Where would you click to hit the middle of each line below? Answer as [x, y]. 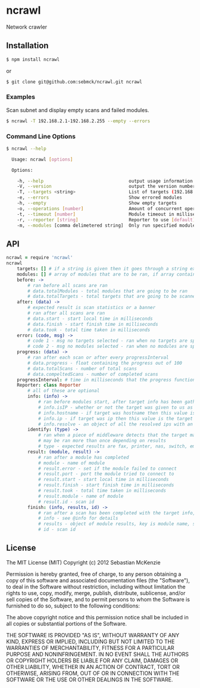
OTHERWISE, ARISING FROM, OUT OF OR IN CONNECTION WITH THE [93, 673]
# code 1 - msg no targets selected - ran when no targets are [107, 341]
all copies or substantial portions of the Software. [66, 624]
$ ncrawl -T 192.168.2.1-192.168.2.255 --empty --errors [78, 121]
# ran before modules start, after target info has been [110, 402]
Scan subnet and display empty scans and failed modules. [78, 110]
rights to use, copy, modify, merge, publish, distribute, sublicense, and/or [96, 593]
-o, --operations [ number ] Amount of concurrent [100, 209]
